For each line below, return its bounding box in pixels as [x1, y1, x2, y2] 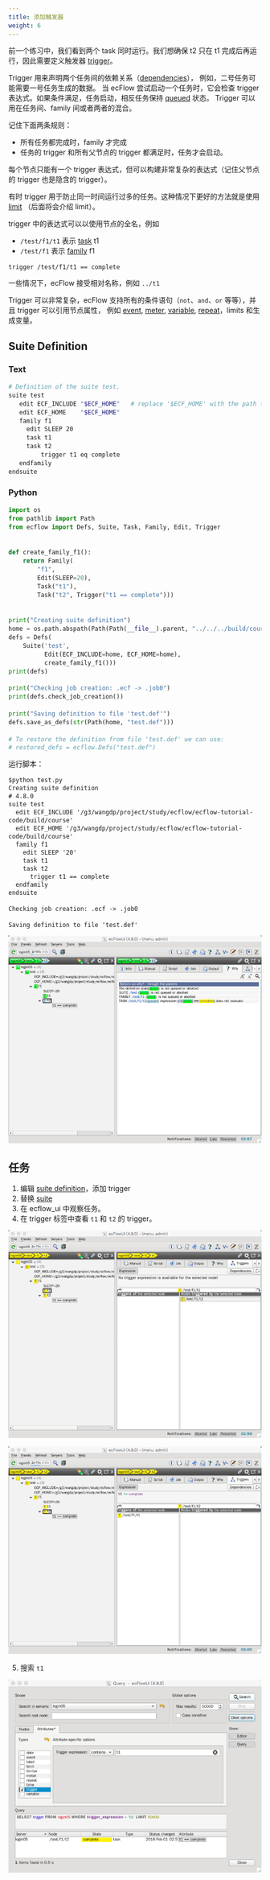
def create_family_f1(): [8, 548, 92, 557]
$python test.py [8, 777, 63, 785]
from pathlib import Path [8, 514, 95, 522]
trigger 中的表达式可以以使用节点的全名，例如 [8, 218, 159, 229]
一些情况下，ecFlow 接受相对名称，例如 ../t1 [8, 278, 161, 288]
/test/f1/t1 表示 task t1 [19, 236, 100, 245]
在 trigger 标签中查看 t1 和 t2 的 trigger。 [19, 1214, 157, 1223]
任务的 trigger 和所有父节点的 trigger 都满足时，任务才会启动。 [19, 147, 227, 157]
